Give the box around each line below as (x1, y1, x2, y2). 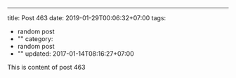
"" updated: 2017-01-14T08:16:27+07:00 (17, 49, 135, 58)
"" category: (17, 35, 53, 42)
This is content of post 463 (7, 63, 86, 71)
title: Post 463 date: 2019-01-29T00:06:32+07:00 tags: (7, 14, 166, 22)
